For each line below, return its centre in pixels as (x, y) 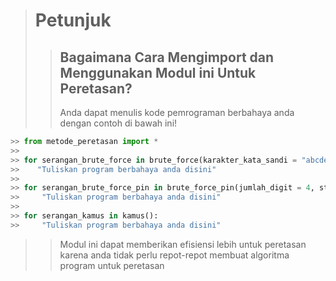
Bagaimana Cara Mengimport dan (167, 57)
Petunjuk (73, 20)
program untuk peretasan (112, 265)
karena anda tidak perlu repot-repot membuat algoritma (174, 255)
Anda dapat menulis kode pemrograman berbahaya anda (177, 112)
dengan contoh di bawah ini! (118, 123)
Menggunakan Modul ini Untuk (158, 72)
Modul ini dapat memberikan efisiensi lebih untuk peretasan (183, 244)
